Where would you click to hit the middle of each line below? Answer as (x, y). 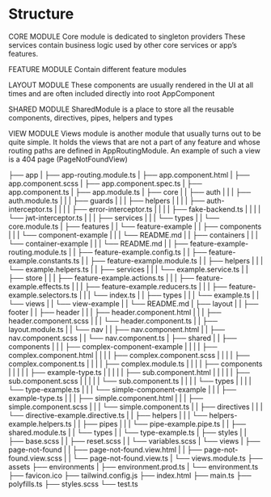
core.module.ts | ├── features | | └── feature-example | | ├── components (135, 226)
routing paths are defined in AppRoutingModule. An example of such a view (134, 150)
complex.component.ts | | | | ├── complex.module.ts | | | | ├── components (135, 364)
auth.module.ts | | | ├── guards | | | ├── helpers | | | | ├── (106, 200)
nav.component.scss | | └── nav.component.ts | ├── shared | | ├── (123, 338)
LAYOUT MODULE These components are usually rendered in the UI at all (131, 85)
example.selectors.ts (43, 295)
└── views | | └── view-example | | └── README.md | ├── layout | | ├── (133, 303)
